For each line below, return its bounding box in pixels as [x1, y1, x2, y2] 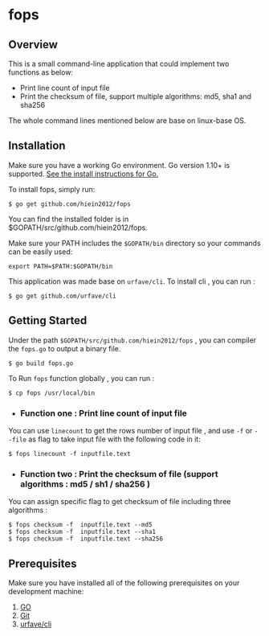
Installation [8, 139, 66, 153]
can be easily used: [8, 247, 73, 256]
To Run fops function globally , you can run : [8, 373, 155, 383]
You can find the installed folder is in [8, 214, 129, 224]
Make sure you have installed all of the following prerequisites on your [8, 578, 240, 588]
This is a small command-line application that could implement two [8, 59, 230, 68]
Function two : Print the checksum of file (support [19, 468, 218, 479]
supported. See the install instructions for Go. [8, 169, 159, 178]
